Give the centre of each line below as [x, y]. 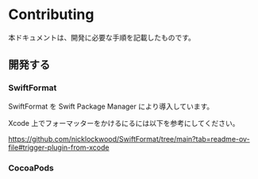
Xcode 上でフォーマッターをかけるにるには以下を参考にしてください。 [124, 123]
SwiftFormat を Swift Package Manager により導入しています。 [111, 106]
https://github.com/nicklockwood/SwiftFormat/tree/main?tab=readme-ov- [129, 139]
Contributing [51, 15]
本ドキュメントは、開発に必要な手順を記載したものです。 [102, 37]
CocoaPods [31, 168]
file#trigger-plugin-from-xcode [59, 147]
